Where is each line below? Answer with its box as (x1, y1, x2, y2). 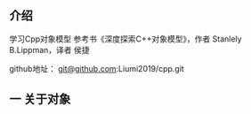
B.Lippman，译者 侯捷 (9, 44, 90, 55)
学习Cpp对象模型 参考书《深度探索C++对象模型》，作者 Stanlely (9, 34, 242, 44)
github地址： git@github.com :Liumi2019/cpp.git (9, 63, 184, 73)
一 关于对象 (9, 92, 71, 107)
